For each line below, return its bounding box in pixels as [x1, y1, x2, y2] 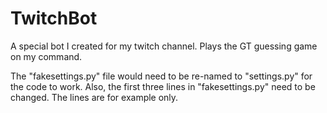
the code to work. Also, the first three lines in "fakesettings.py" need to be [10, 80, 316, 92]
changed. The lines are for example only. [10, 91, 179, 103]
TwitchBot [10, 7, 98, 30]
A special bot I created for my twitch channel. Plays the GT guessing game [10, 40, 318, 52]
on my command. [10, 50, 83, 62]
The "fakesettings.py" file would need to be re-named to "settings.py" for [10, 70, 313, 82]
